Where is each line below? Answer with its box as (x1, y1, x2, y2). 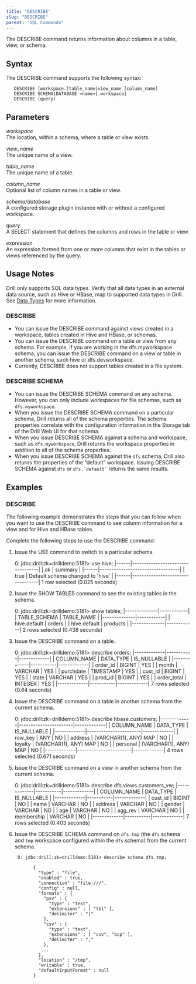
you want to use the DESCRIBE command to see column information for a (6, 520, 183, 527)
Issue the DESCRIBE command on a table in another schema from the (14, 698, 183, 705)
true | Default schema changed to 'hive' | (14, 572, 114, 579)
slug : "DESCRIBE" (6, 14, 49, 20)
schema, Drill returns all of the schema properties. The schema (14, 415, 167, 423)
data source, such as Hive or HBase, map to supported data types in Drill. (6, 291, 183, 298)
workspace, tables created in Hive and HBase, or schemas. (14, 331, 157, 338)
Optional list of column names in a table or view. (6, 187, 122, 194)
